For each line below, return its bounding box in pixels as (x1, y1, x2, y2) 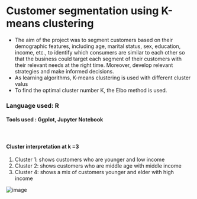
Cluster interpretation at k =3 (6, 143, 79, 150)
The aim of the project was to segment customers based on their (14, 36, 173, 43)
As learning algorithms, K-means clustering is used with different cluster (14, 74, 191, 81)
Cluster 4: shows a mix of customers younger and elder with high (14, 169, 175, 176)
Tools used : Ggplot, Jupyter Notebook (6, 116, 104, 123)
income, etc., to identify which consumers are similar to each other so (14, 49, 185, 56)
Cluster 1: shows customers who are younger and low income (14, 156, 165, 163)
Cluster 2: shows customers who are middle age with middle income (14, 162, 182, 169)
